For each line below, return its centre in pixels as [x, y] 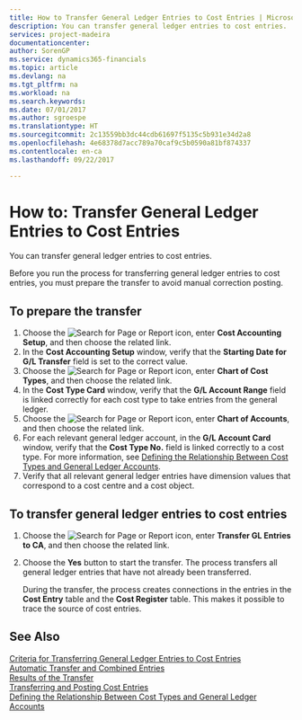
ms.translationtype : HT [54, 127]
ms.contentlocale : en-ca [56, 151]
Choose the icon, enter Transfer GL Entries [156, 536]
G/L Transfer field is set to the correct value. [105, 361]
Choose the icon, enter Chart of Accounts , [156, 419]
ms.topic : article [44, 68]
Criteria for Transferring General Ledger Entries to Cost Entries [125, 658]
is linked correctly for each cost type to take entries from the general [150, 400]
